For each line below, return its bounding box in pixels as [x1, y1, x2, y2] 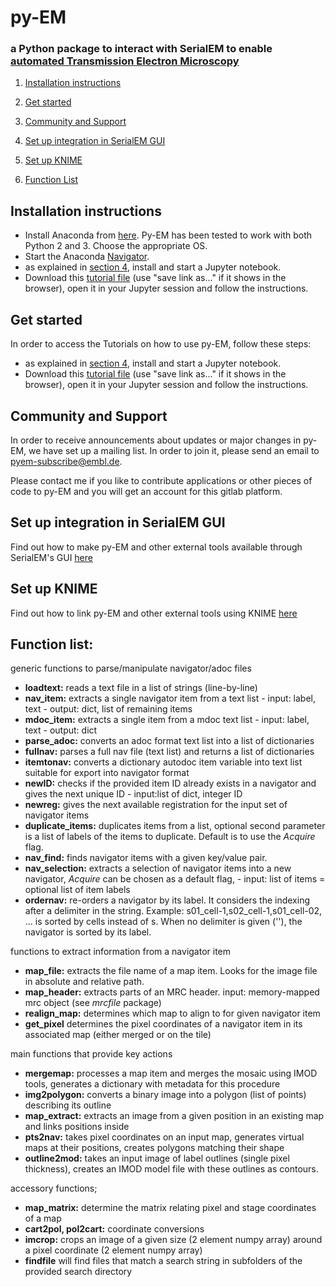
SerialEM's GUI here [10, 551, 93, 563]
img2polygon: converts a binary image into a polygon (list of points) [24, 1089, 307, 1101]
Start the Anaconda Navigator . [24, 251, 150, 263]
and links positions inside [24, 1121, 130, 1133]
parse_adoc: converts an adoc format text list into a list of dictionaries [24, 735, 315, 747]
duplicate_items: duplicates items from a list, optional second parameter [24, 820, 326, 832]
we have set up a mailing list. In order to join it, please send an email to [28, 444, 320, 456]
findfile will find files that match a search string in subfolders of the [24, 1255, 303, 1267]
